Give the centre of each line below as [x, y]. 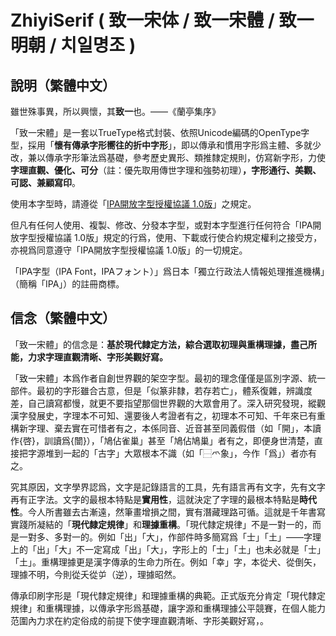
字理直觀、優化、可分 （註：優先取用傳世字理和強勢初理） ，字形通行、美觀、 [166, 170]
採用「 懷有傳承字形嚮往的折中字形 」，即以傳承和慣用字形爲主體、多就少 [174, 145]
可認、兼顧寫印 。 [45, 182]
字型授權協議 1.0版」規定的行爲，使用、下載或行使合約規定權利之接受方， [170, 237]
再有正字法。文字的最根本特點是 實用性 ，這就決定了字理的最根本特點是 [155, 499]
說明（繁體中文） [63, 85]
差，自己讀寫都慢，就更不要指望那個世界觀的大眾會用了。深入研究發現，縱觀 [168, 403]
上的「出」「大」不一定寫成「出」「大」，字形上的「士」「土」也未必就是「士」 [168, 549]
